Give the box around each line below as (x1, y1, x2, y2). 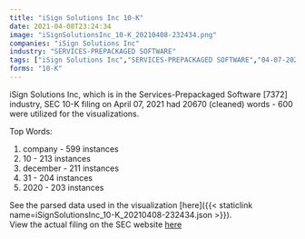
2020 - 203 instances (22, 182, 104, 193)
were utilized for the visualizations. (9, 108, 140, 119)
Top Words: (9, 125, 53, 136)
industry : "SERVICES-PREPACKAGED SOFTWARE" (9, 47, 177, 56)
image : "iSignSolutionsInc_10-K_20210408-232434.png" (9, 30, 218, 39)
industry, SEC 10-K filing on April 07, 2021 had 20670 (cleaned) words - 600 (9, 98, 293, 109)
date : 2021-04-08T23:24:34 (9, 22, 112, 31)
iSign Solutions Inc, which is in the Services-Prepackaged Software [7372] (9, 88, 288, 100)
